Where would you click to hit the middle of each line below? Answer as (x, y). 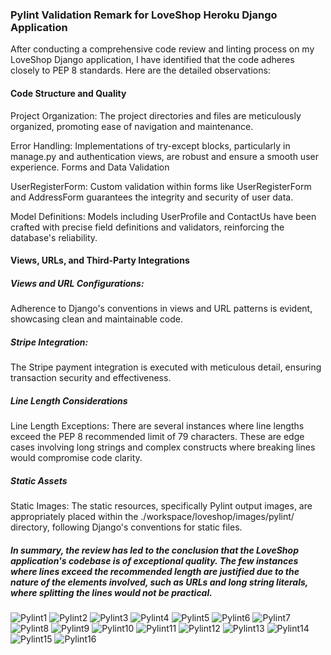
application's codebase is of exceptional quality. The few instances (154, 560)
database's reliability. (54, 237)
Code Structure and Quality (68, 93)
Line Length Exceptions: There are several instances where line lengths (157, 426)
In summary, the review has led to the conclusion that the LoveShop (154, 550)
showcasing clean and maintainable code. (97, 319)
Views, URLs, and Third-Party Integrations (100, 260)
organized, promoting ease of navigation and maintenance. (132, 126)
